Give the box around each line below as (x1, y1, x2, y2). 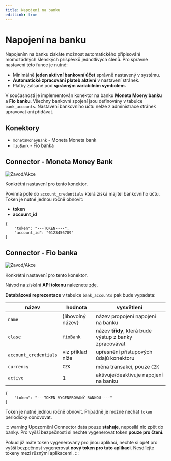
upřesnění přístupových (96, 348, 153, 355)
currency (8, 363, 29, 369)
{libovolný (62, 312, 86, 320)
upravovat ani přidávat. (5, 109, 54, 115)
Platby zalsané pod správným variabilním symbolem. (12, 83, 126, 89)
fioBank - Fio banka (12, 142, 54, 149)
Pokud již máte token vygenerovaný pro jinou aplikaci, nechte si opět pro (5, 439, 158, 445)
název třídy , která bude (96, 327, 152, 334)
